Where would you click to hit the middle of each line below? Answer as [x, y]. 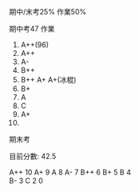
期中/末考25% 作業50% [48, 12]
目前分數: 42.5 [33, 156]
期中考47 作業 [32, 29]
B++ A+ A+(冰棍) [48, 80]
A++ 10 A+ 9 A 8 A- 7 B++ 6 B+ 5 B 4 [70, 172]
